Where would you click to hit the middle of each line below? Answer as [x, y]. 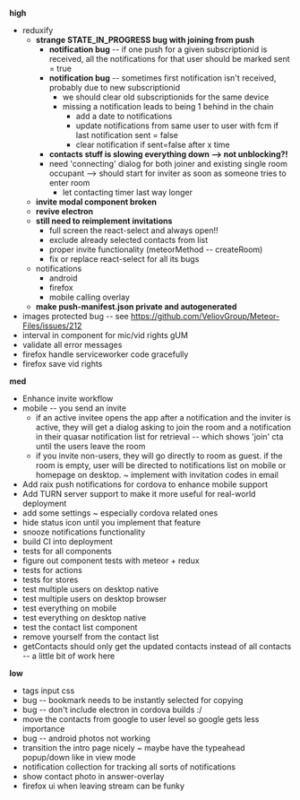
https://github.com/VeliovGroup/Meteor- [205, 316]
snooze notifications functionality [84, 532]
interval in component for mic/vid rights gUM [105, 335]
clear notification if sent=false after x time [153, 144]
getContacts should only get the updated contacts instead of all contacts [157, 646]
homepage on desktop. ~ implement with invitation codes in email [157, 475]
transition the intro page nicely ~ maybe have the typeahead [133, 748]
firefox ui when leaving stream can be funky [103, 786]
